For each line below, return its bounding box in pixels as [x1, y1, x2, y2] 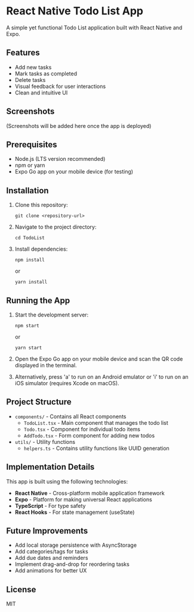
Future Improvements [6, 526, 88, 536]
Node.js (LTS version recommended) [14, 156, 106, 163]
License [6, 584, 36, 595]
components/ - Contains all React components [14, 413, 127, 420]
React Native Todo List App [6, 4, 143, 18]
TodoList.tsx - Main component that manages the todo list [23, 419, 168, 426]
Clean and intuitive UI [14, 89, 68, 96]
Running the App [6, 295, 70, 306]
